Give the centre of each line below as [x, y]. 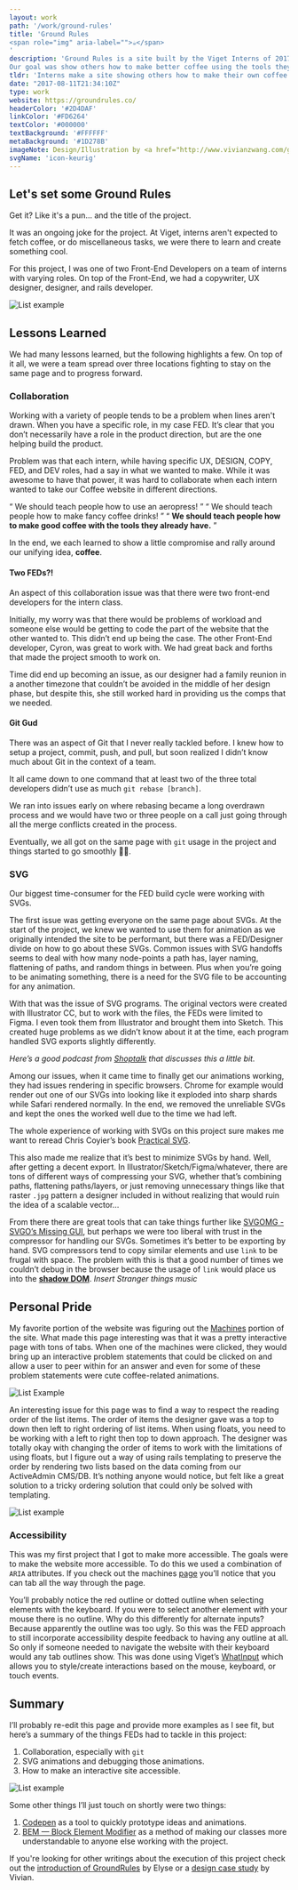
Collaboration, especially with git [83, 1752]
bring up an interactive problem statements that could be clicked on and [141, 1356]
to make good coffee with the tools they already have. [110, 526]
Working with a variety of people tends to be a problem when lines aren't [142, 415]
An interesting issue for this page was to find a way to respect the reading [144, 1410]
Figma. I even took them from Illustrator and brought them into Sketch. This [146, 1023]
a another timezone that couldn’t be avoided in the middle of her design [140, 684]
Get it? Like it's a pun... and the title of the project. [100, 215]
